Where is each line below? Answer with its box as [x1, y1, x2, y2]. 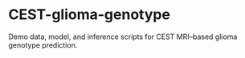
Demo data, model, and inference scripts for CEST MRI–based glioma [8, 32, 238, 41]
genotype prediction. [8, 40, 78, 49]
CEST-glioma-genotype [8, 6, 171, 24]
